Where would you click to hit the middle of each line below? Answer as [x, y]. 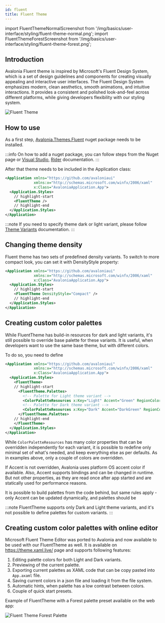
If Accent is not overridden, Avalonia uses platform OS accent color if [75, 467]
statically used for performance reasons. [46, 483]
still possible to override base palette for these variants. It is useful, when [79, 340]
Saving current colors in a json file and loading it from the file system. [82, 581]
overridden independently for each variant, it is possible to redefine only [78, 447]
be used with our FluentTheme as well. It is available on [61, 545]
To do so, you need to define [34, 355]
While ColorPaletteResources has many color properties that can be [74, 442]
